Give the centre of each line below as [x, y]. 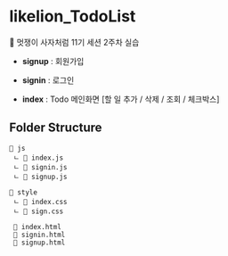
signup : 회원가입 [53, 61]
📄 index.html [37, 227]
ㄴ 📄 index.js [38, 158]
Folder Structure [56, 128]
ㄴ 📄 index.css [41, 202]
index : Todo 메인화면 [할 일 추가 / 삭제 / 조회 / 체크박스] [121, 99]
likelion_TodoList [73, 17]
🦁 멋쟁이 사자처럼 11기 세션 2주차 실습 [74, 42]
